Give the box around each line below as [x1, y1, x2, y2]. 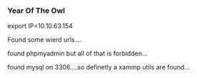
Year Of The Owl [7, 6, 66, 16]
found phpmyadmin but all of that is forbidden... [7, 49, 148, 58]
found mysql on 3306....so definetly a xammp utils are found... [7, 63, 191, 72]
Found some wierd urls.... [7, 35, 82, 44]
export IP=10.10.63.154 [7, 22, 74, 30]
